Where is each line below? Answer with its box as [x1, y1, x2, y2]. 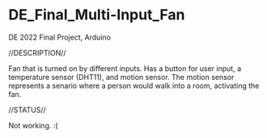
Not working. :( [8, 120, 58, 130]
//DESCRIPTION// [8, 48, 66, 57]
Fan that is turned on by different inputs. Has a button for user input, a [8, 63, 241, 73]
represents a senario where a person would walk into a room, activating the [8, 81, 260, 90]
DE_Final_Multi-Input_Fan [8, 6, 185, 24]
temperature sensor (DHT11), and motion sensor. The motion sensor [8, 72, 235, 82]
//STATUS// [8, 105, 46, 115]
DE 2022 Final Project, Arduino [8, 32, 112, 42]
